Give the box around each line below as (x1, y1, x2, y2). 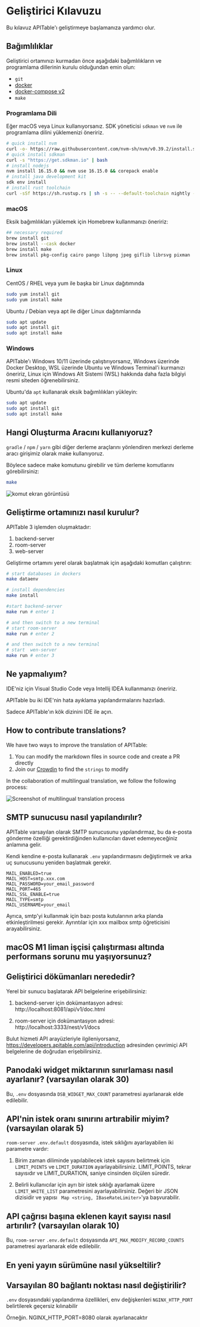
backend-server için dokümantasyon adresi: (14, 999, 124, 1006)
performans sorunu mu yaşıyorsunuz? (6, 951, 152, 962)
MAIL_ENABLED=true (6, 870, 52, 876)
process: (6, 784, 28, 791)
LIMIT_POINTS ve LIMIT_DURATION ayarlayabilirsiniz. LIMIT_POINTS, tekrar (14, 1163, 192, 1171)
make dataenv (6, 576, 39, 582)
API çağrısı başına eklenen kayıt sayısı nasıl (6, 1211, 171, 1221)
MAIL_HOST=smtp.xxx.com (6, 876, 65, 881)
